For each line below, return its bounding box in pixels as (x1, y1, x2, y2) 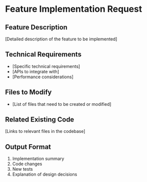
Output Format (5, 143, 51, 151)
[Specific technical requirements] (12, 63, 80, 69)
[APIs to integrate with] (12, 68, 59, 74)
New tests (12, 166, 33, 172)
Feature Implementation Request (5, 3, 142, 15)
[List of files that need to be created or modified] (12, 101, 111, 107)
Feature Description (5, 23, 68, 31)
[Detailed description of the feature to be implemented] (5, 36, 117, 42)
